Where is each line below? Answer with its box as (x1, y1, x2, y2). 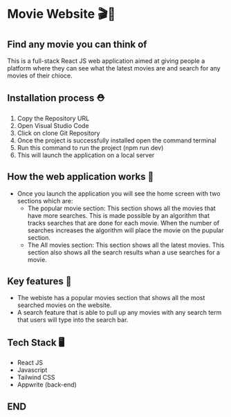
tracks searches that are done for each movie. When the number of (27, 219, 220, 227)
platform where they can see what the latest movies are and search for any (7, 64, 221, 72)
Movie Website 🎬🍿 (7, 6, 116, 22)
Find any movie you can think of (7, 38, 147, 50)
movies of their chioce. (7, 71, 73, 80)
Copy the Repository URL (17, 114, 90, 122)
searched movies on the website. (17, 301, 112, 309)
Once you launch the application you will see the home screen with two (17, 189, 221, 198)
